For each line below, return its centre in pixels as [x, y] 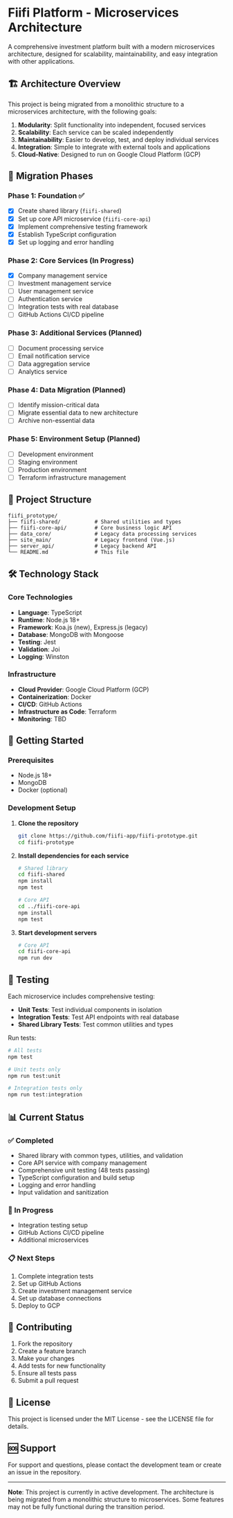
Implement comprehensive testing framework [83, 226]
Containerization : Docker [55, 696]
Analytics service [43, 371]
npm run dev [35, 958]
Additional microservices [53, 1240]
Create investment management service [75, 1291]
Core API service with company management [82, 1163]
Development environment [56, 454]
